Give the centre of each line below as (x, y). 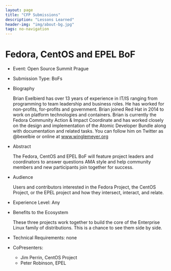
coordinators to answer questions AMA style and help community (82, 162)
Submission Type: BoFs (38, 79)
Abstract (22, 147)
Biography (24, 89)
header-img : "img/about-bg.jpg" (40, 24)
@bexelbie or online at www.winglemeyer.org (60, 137)
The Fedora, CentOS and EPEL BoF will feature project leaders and (83, 156)
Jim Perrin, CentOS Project (49, 258)
